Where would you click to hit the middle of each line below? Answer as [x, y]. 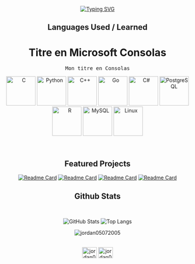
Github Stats [97, 196]
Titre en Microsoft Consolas [97, 52]
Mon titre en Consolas [97, 68]
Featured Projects [97, 164]
